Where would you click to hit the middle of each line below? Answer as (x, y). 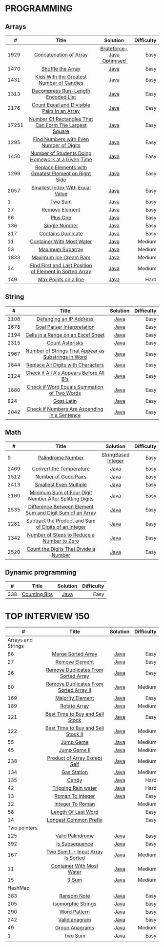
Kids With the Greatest (61, 77)
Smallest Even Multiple (61, 485)
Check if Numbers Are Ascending (65, 409)
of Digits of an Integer (61, 527)
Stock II (75, 734)
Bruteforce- (114, 49)
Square (61, 131)
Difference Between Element (61, 507)
